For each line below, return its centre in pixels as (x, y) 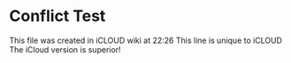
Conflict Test (57, 16)
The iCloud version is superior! (65, 49)
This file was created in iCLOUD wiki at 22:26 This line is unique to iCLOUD (146, 40)
